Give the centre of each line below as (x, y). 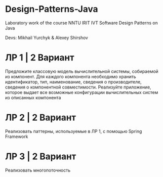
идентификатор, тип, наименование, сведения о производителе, (73, 82)
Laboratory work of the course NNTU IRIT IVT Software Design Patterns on (81, 23)
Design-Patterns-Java (52, 9)
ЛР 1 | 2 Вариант (40, 58)
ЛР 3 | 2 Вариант (41, 156)
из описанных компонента (33, 97)
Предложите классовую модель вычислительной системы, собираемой (82, 71)
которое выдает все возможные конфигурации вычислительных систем (82, 92)
